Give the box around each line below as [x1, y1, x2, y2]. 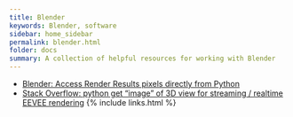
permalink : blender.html [9, 37, 101, 47]
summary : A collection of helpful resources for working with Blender [9, 54, 276, 63]
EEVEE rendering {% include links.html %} [21, 97, 177, 107]
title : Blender [9, 12, 66, 22]
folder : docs [9, 46, 58, 55]
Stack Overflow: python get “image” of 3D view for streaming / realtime [21, 88, 284, 98]
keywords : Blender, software [9, 21, 117, 30]
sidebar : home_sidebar [9, 29, 93, 38]
